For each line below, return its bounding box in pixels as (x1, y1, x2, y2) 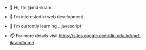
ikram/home (9, 40, 34, 45)
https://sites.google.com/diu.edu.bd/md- (58, 33, 141, 38)
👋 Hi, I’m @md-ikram (9, 5, 52, 10)
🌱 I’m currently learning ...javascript (9, 23, 82, 29)
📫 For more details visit (9, 33, 58, 38)
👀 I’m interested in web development (9, 14, 83, 19)
